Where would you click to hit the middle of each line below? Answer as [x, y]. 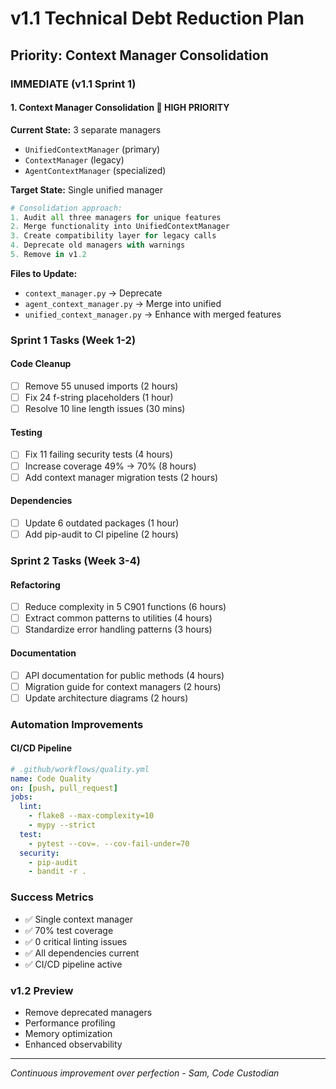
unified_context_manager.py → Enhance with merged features [153, 314]
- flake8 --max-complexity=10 [91, 816]
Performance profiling [70, 1023]
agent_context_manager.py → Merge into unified [123, 303]
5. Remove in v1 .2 [48, 255]
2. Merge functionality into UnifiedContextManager [120, 227]
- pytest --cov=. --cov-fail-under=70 [109, 843]
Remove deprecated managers [88, 1012]
